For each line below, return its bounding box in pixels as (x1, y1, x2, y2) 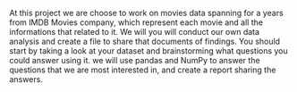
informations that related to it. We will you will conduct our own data (9, 27, 260, 37)
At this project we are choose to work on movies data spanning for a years (9, 8, 284, 18)
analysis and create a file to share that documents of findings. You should (9, 36, 280, 46)
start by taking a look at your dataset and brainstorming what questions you (9, 46, 288, 56)
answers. (9, 74, 43, 84)
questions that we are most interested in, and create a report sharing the (9, 64, 276, 75)
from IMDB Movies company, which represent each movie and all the (9, 17, 264, 28)
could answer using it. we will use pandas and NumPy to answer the (9, 55, 261, 65)
